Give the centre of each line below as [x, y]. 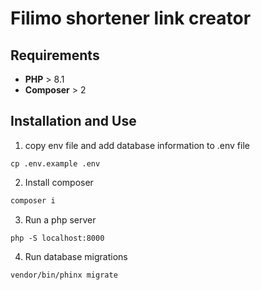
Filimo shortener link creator [131, 18]
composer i [33, 200]
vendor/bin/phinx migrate [64, 275]
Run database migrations [76, 256]
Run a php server [60, 219]
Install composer [59, 182]
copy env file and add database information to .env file [137, 145]
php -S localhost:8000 [57, 238]
